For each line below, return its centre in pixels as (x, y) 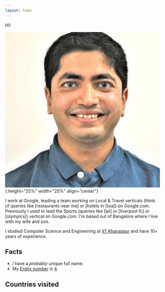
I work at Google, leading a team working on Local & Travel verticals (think (80, 200)
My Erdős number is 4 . (35, 269)
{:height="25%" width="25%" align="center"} (52, 191)
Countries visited (32, 284)
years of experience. (26, 236)
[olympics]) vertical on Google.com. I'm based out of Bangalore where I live (82, 216)
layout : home (18, 10)
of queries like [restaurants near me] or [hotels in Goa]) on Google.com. (78, 206)
